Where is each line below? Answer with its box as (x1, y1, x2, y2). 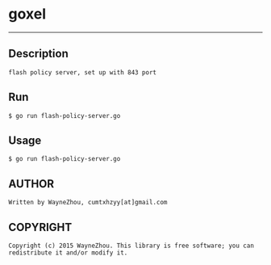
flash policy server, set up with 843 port (8, 68, 157, 77)
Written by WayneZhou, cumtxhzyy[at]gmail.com (8, 199, 168, 207)
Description (8, 47, 69, 61)
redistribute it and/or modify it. (8, 249, 128, 257)
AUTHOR (8, 177, 55, 191)
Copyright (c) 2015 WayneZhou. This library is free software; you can (8, 242, 254, 250)
